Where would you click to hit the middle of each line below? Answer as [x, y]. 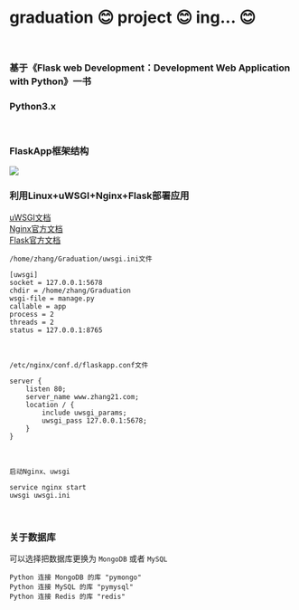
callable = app [38, 306]
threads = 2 [32, 322]
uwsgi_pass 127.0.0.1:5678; [94, 420]
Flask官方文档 [35, 240]
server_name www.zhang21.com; [83, 396]
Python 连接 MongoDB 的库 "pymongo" [75, 577]
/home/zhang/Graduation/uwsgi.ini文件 [81, 259]
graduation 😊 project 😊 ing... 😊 [132, 18]
